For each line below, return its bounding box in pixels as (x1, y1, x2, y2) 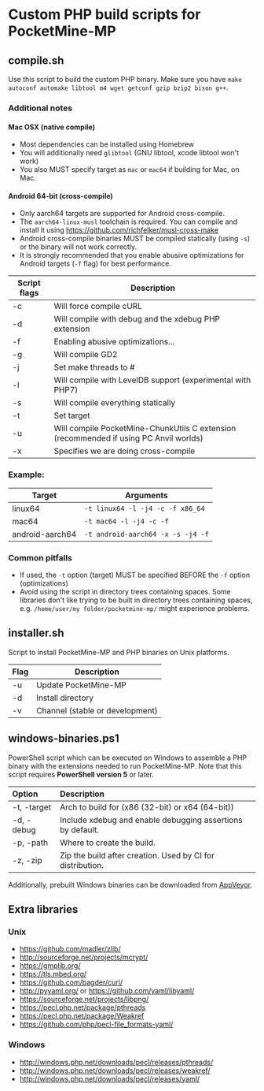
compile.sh (8, 54, 64, 67)
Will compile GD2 (53, 349, 118, 360)
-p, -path (12, 837, 49, 848)
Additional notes (8, 102, 73, 114)
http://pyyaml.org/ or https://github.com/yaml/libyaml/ (19, 986, 195, 996)
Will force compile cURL (53, 301, 143, 312)
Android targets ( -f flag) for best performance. (19, 259, 171, 269)
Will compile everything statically (53, 397, 176, 408)
